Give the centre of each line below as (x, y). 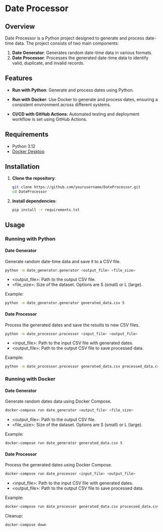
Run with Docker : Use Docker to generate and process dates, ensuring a (85, 99)
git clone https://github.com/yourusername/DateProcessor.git (76, 187)
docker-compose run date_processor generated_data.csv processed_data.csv (82, 507)
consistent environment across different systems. (61, 105)
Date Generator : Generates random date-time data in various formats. (82, 53)
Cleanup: (14, 516)
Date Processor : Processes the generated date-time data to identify (80, 58)
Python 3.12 (24, 146)
